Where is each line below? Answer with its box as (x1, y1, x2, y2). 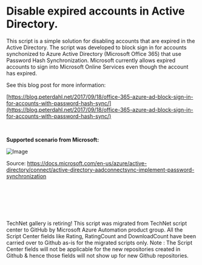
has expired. (6, 69, 38, 77)
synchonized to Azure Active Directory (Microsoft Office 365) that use (6, 50, 182, 57)
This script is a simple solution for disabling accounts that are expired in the (6, 37, 195, 44)
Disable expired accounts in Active (6, 4, 185, 18)
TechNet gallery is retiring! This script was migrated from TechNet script (6, 219, 187, 227)
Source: (6, 159, 26, 167)
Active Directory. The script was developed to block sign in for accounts (6, 44, 187, 51)
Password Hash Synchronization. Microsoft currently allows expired (6, 57, 176, 64)
